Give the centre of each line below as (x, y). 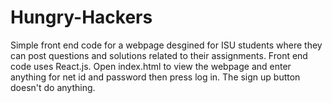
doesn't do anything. (53, 87)
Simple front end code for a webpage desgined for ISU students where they (166, 45)
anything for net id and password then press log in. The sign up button (155, 77)
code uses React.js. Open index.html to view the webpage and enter (151, 66)
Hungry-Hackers (81, 17)
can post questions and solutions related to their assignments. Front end (159, 55)
